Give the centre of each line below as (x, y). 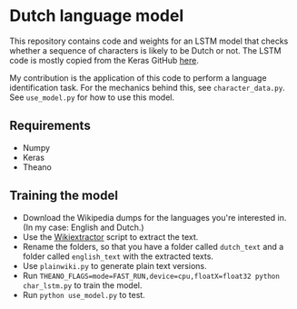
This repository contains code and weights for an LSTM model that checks (149, 41)
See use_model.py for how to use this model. (92, 97)
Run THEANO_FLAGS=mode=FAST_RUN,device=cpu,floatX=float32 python (151, 275)
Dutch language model (97, 16)
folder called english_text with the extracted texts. (118, 256)
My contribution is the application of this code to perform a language (138, 77)
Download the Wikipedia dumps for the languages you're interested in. (154, 217)
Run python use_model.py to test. (84, 294)
